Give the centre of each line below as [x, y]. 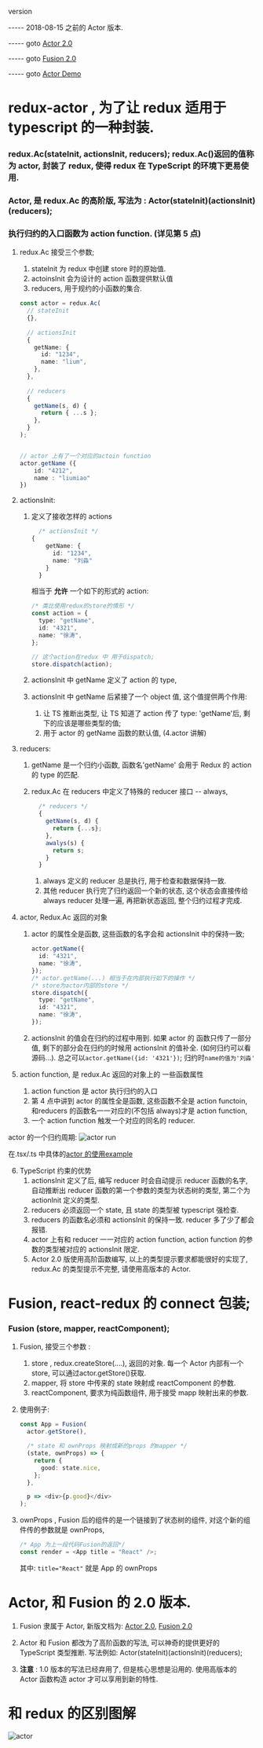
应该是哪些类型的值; [89, 723]
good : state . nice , [71, 1468]
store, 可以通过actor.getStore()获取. [89, 1373]
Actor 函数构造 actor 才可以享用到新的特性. [89, 1679]
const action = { [60, 613]
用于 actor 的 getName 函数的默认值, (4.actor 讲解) [124, 733]
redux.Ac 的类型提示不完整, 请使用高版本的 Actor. [111, 1269]
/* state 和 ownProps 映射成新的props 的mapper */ [107, 1446]
